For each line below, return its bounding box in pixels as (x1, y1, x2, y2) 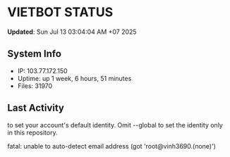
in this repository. (7, 128, 58, 137)
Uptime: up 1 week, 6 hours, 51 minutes (17, 74, 132, 82)
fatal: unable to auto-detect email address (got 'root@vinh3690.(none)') (7, 142, 217, 150)
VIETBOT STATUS (7, 4, 114, 20)
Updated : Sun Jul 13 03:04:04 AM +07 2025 (7, 27, 137, 36)
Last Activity (7, 102, 65, 114)
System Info (7, 48, 62, 60)
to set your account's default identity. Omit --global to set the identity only (7, 120, 224, 129)
